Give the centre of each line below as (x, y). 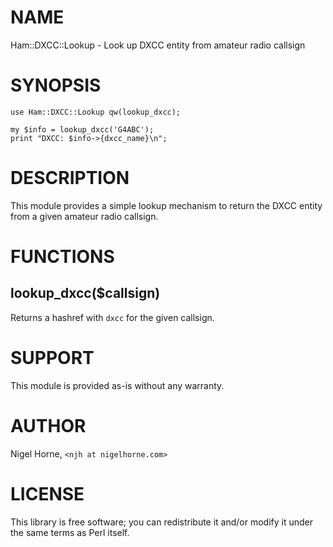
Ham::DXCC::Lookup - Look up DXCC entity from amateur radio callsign (158, 45)
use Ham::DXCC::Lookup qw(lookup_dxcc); (96, 112)
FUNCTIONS (62, 257)
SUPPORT (52, 358)
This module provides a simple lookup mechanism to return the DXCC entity (166, 205)
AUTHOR (48, 425)
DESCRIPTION (70, 178)
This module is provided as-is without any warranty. (117, 385)
